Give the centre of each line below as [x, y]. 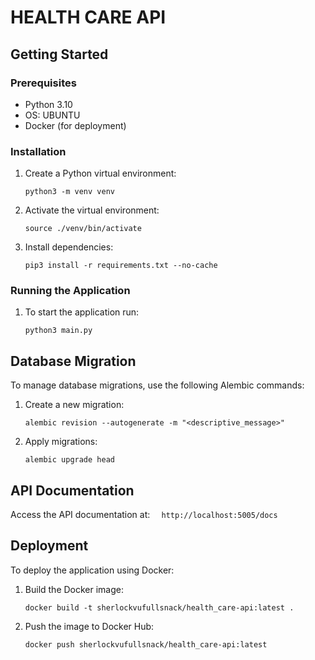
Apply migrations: [61, 442]
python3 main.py [58, 331]
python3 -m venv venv [69, 192]
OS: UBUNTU [52, 115]
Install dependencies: [69, 247]
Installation [38, 151]
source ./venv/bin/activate [83, 229]
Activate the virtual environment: [92, 210]
